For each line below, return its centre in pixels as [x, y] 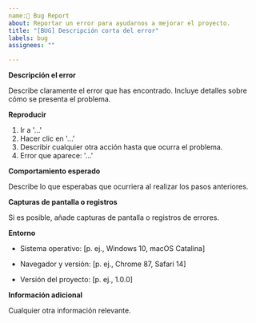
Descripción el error [42, 75]
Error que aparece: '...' [56, 156]
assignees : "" [32, 46]
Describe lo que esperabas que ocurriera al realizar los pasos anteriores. [128, 187]
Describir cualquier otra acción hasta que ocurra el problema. [121, 147]
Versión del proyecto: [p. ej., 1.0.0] [76, 280]
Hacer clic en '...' [47, 139]
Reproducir [27, 115]
